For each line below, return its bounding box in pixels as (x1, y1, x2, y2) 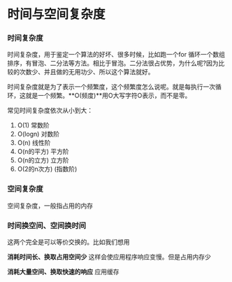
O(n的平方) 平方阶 (17, 148, 69, 156)
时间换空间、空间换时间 (7, 220, 86, 230)
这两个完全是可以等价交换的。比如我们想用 (7, 238, 130, 246)
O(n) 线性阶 (17, 139, 51, 147)
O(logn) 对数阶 (17, 130, 60, 139)
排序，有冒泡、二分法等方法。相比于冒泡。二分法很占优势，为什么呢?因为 (7, 59, 219, 67)
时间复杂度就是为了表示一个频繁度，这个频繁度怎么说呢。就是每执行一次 (7, 83, 215, 91)
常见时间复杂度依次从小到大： (7, 106, 93, 115)
